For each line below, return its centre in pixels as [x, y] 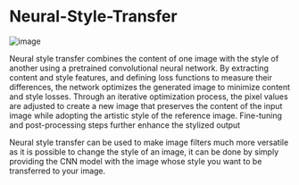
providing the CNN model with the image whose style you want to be [136, 161]
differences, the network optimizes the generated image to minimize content [150, 87]
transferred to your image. [58, 171]
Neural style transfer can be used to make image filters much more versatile [149, 142]
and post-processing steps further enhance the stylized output [125, 125]
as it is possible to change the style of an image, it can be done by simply [144, 151]
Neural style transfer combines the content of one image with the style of [144, 58]
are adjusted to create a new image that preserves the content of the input [146, 105]
